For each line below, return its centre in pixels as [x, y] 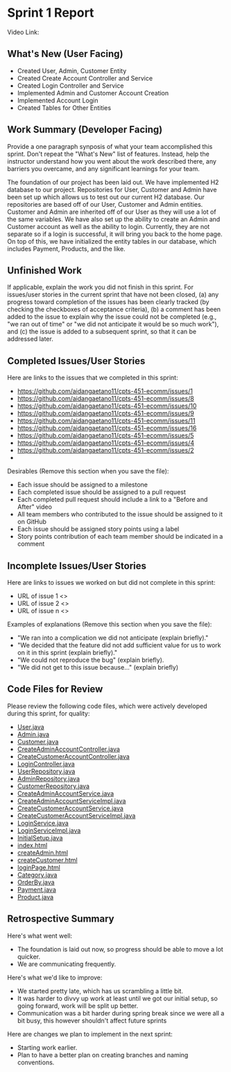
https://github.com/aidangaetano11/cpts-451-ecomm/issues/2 [105, 450]
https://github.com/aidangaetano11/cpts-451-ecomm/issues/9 [105, 413]
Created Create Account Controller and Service [85, 78]
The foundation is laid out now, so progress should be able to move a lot [120, 949]
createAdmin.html [42, 852]
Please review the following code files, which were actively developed [107, 706]
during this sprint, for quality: [49, 713]
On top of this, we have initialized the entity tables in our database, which [112, 241]
